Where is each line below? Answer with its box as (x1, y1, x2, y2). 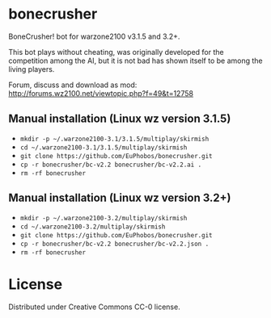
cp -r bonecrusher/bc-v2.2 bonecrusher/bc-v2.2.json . (19, 240, 210, 248)
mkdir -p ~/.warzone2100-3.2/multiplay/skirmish (19, 214, 188, 222)
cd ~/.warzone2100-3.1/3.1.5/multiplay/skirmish (19, 143, 188, 152)
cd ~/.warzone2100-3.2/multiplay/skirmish (19, 223, 166, 231)
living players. (8, 64, 55, 73)
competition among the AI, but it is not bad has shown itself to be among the (8, 56, 263, 65)
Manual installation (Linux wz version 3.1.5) (8, 112, 231, 126)
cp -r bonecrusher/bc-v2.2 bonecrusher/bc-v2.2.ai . (19, 161, 202, 169)
